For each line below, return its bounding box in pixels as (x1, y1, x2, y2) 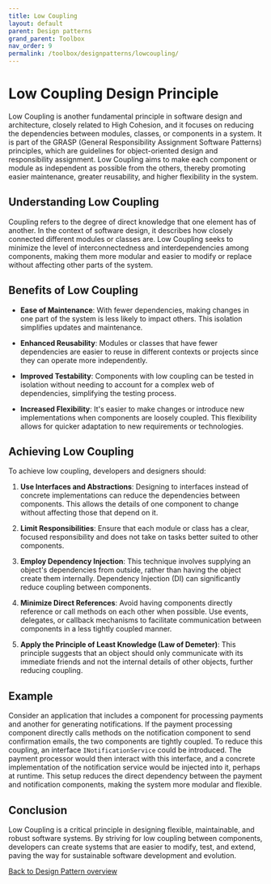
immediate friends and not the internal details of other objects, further (19, 657, 253, 666)
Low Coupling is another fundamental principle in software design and (8, 111, 243, 121)
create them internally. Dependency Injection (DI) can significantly (19, 574, 241, 584)
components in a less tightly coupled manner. (19, 624, 172, 634)
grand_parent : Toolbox (8, 34, 85, 43)
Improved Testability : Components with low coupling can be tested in (19, 371, 254, 381)
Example (8, 689, 53, 703)
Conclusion (8, 803, 68, 817)
